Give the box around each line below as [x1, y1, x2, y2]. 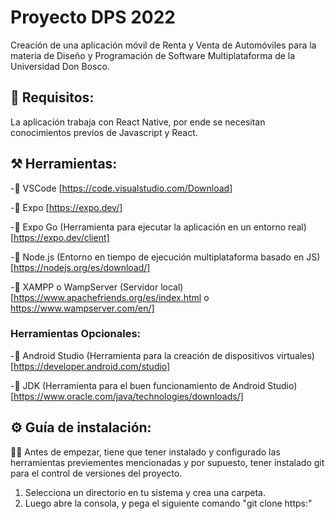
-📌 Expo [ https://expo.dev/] [10, 201, 123, 213]
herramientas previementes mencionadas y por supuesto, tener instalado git [10, 456, 325, 468]
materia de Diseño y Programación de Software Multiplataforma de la [10, 49, 296, 61]
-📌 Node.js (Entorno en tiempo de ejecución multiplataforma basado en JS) [10, 251, 321, 263]
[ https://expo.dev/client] [10, 231, 110, 243]
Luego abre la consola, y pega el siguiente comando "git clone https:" [24, 497, 313, 509]
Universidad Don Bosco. [10, 60, 110, 72]
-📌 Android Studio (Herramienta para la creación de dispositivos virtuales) [10, 349, 315, 361]
